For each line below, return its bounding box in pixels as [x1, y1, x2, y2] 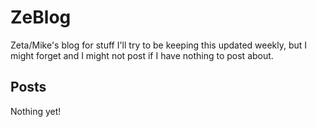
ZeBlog [10, 6, 72, 29]
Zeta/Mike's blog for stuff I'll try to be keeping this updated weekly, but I [10, 39, 308, 51]
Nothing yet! [10, 105, 62, 117]
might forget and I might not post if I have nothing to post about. [10, 49, 274, 61]
